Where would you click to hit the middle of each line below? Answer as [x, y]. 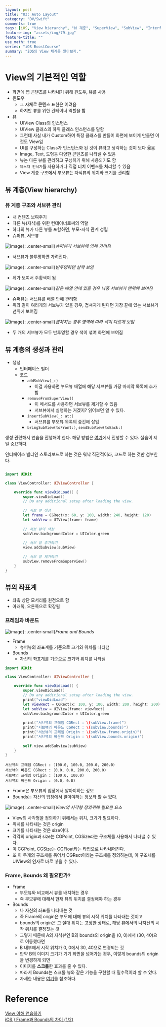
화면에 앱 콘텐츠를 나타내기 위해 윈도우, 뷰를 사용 [59, 92]
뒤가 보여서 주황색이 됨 [34, 278]
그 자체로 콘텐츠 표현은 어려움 [48, 104]
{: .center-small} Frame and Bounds [58, 631]
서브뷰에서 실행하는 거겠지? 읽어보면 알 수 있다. [80, 410]
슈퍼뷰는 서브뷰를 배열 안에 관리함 [45, 299]
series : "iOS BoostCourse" [33, 47]
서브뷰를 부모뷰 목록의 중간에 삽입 [67, 421]
